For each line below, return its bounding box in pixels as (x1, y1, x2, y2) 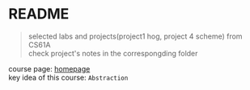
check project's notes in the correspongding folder (28, 48, 198, 58)
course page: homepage (8, 63, 91, 73)
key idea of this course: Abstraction (8, 72, 129, 82)
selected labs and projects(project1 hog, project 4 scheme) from (28, 31, 243, 41)
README (8, 5, 70, 23)
